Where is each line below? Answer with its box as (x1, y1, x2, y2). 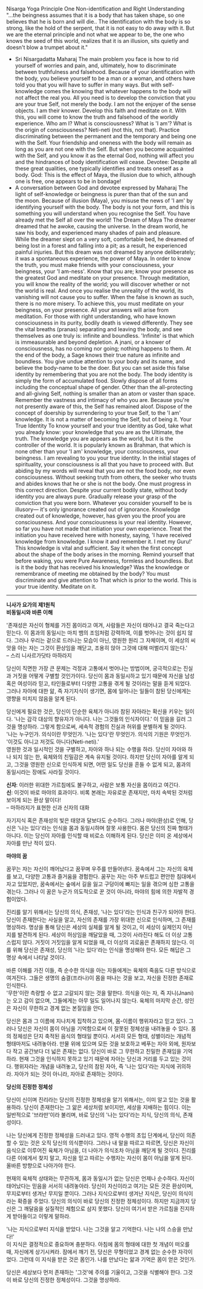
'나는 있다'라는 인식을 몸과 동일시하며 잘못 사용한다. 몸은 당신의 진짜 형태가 (17, 825, 193, 831)
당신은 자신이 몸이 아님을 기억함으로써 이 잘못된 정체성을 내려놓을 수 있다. (17, 1025, 190, 1032)
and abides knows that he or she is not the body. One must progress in (14, 480, 192, 487)
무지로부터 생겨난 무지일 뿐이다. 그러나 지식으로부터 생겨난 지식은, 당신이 (6, 1190, 177, 1197)
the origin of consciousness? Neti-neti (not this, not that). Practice (14, 127, 180, 133)
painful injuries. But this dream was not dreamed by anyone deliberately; (14, 248, 196, 255)
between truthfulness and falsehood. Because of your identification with (14, 68, 195, 75)
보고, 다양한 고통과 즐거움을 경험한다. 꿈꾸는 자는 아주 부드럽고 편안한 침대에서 (12, 873, 196, 880)
